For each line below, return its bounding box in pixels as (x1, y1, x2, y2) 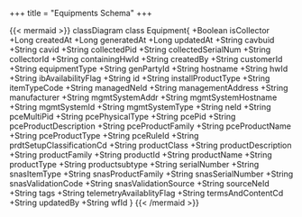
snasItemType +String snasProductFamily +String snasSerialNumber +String (9, 168, 294, 179)
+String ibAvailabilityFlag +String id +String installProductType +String (9, 73, 270, 84)
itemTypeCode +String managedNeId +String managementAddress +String (9, 83, 288, 93)
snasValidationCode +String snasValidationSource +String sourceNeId (9, 178, 270, 188)
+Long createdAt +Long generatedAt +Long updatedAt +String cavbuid (9, 35, 275, 45)
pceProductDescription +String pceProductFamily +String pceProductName (9, 121, 291, 131)
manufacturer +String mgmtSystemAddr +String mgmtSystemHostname (9, 92, 278, 103)
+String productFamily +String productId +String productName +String (9, 149, 272, 160)
